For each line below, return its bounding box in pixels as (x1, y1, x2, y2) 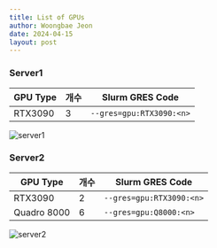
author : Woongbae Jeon (9, 21, 93, 30)
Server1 (9, 67, 43, 80)
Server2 (9, 151, 45, 164)
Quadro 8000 (13, 205, 71, 218)
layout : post (9, 37, 58, 47)
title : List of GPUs (9, 12, 86, 22)
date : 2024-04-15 (9, 29, 74, 38)
